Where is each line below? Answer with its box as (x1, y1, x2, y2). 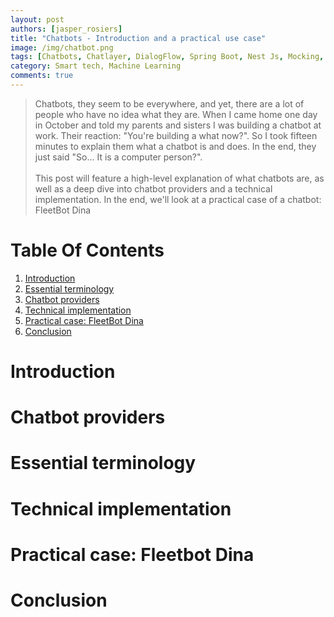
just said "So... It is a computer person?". (34, 151, 203, 163)
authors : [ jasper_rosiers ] (10, 24, 123, 34)
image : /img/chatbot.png (10, 42, 114, 53)
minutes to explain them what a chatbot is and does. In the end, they (34, 140, 317, 152)
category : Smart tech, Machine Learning (10, 61, 182, 71)
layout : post (10, 14, 65, 25)
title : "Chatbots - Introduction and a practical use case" (10, 33, 267, 43)
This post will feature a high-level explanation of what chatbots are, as (34, 172, 325, 184)
